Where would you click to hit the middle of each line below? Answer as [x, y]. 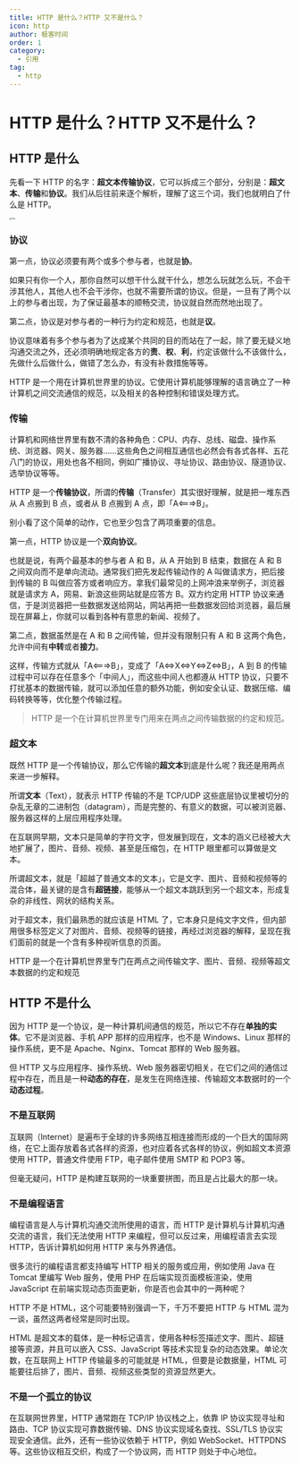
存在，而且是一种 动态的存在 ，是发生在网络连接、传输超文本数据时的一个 [158, 1079]
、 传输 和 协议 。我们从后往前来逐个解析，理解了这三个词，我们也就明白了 [150, 193]
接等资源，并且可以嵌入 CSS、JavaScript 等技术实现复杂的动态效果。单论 [145, 1349]
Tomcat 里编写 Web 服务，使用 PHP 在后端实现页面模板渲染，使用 [131, 1278]
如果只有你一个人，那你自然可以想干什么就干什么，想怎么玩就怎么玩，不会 [146, 280]
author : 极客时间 [39, 34]
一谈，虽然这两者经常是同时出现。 [72, 1319]
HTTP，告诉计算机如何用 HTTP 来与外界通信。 [95, 1247]
